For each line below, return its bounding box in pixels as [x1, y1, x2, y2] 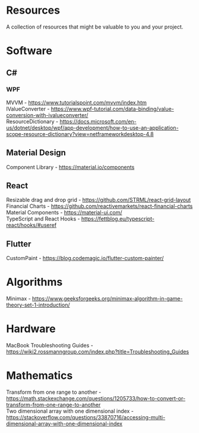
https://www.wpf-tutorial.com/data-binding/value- [50, 105, 174, 112]
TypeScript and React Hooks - [6, 215, 80, 223]
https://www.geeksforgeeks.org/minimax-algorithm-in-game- [31, 295, 183, 302]
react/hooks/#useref [6, 222, 57, 229]
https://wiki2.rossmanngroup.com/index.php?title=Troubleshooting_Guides [6, 348, 189, 355]
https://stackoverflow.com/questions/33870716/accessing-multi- [6, 414, 166, 421]
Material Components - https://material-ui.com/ [6, 209, 122, 216]
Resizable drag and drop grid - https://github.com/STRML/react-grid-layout [6, 197, 191, 204]
